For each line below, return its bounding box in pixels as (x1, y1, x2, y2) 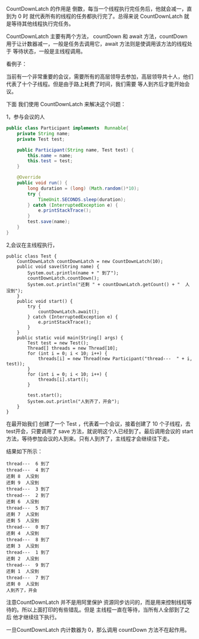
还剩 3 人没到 (6, 543, 40, 549)
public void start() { (17, 298, 73, 304)
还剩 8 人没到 (6, 473, 40, 479)
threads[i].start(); (37, 376, 89, 383)
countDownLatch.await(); (37, 309, 100, 315)
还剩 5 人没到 (6, 517, 40, 523)
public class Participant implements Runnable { (6, 125, 129, 131)
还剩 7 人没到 (6, 511, 40, 517)
